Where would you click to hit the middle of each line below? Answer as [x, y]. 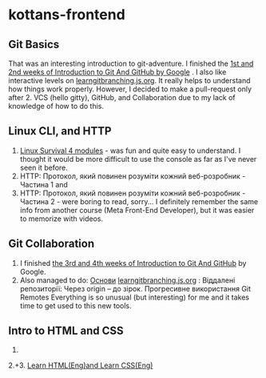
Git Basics [34, 44]
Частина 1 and [44, 184]
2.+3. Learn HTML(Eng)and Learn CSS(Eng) [81, 365]
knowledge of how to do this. [56, 106]
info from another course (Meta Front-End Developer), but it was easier [137, 210]
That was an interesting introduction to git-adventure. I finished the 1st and [131, 63]
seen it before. [44, 167]
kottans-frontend [67, 15]
